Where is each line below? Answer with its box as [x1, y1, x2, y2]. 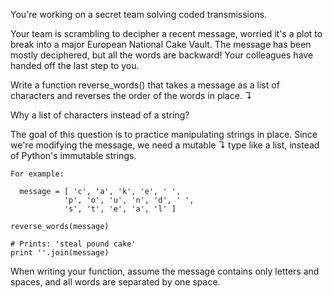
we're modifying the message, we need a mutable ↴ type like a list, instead [10, 139, 320, 151]
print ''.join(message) [10, 248, 110, 258]
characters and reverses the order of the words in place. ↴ [10, 90, 253, 101]
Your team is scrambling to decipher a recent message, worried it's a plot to [10, 28, 323, 39]
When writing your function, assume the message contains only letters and [10, 265, 320, 277]
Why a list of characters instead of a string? [10, 109, 190, 121]
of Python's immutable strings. [10, 150, 137, 161]
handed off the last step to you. [10, 60, 140, 71]
